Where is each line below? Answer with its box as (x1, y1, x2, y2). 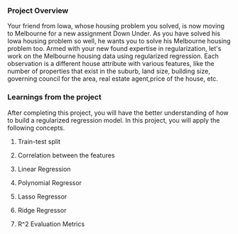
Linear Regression (17, 165, 71, 173)
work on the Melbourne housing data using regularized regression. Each (7, 52, 219, 60)
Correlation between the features (17, 151, 115, 160)
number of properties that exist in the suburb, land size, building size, (7, 67, 211, 76)
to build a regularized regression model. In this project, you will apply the (7, 116, 220, 124)
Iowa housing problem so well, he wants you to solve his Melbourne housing (7, 37, 231, 45)
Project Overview (7, 6, 69, 16)
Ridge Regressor (17, 206, 67, 214)
